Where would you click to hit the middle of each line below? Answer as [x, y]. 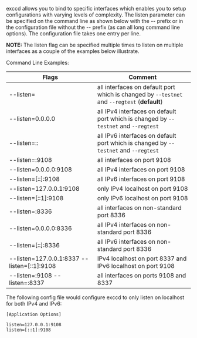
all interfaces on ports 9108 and [142, 275]
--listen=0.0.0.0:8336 [40, 228]
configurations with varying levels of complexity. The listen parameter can [96, 15]
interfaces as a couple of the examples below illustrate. [73, 51]
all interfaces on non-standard [139, 208]
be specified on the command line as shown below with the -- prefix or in [95, 21]
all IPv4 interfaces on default [137, 111]
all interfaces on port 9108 [134, 160]
